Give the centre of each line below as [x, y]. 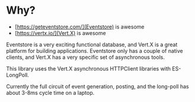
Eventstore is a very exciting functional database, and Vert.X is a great [92, 44]
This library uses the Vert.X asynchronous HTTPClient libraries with [88, 68]
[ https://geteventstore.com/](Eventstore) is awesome [79, 27]
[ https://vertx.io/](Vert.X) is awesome [60, 33]
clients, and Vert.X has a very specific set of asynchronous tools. [85, 57]
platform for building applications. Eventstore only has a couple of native [95, 50]
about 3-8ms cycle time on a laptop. [50, 93]
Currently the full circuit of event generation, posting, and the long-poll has [97, 86]
